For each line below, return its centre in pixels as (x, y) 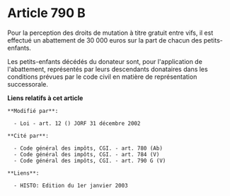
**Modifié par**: (33, 111)
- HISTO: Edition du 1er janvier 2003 (71, 185)
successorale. (28, 84)
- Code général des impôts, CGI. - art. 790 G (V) (90, 160)
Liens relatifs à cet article (45, 98)
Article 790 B (47, 13)
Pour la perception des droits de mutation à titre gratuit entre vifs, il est (110, 33)
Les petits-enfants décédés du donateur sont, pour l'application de (105, 61)
